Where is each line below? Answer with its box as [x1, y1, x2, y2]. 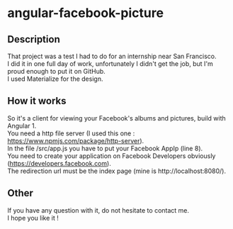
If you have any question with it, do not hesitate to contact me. [7, 206, 190, 214]
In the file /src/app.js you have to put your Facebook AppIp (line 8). [7, 144, 203, 152]
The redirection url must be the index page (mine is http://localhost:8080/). [7, 167, 227, 175]
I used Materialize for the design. [7, 74, 103, 83]
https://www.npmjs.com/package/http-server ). [7, 136, 144, 145]
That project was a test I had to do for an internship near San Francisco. [7, 52, 217, 60]
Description [7, 33, 60, 45]
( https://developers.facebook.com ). [7, 159, 111, 167]
